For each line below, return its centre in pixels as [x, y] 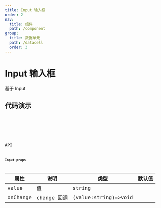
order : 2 [14, 15]
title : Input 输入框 [25, 10]
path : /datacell [26, 43]
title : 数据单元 [25, 38]
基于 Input [15, 88]
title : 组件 [21, 24]
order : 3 [19, 47]
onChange [20, 197]
